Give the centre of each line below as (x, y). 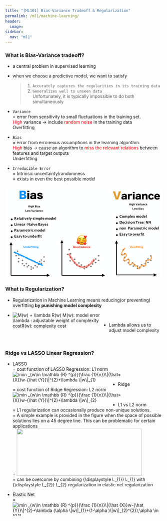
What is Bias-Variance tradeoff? (45, 55)
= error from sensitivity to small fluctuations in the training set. (76, 117)
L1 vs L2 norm (132, 405)
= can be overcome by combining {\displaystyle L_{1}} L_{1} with (79, 479)
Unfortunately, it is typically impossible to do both (83, 96)
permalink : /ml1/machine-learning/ (42, 16)
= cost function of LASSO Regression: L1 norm (60, 369)
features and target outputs (40, 153)
